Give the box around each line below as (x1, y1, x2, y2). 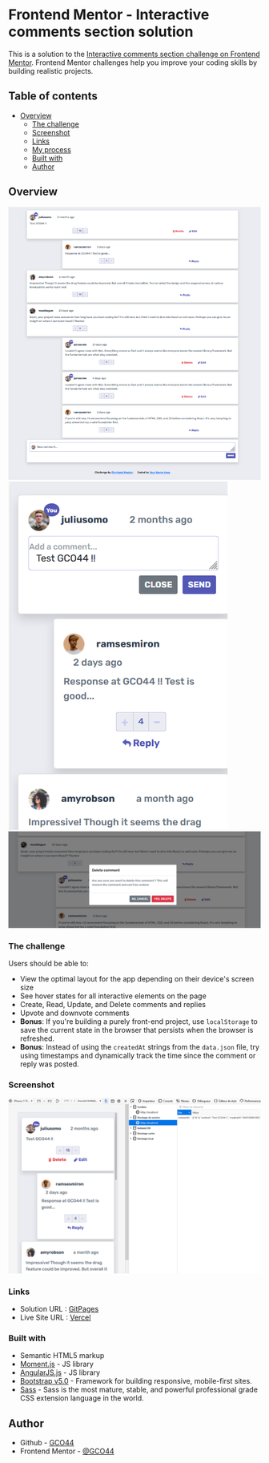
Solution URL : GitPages (19, 1304, 99, 1313)
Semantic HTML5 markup (19, 1351, 105, 1360)
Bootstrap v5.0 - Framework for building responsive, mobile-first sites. (19, 1376, 252, 1386)
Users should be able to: (8, 958, 90, 968)
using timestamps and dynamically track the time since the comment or (19, 1050, 256, 1060)
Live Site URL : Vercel (19, 1312, 91, 1322)
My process (31, 144, 72, 154)
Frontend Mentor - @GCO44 (19, 1446, 114, 1456)
